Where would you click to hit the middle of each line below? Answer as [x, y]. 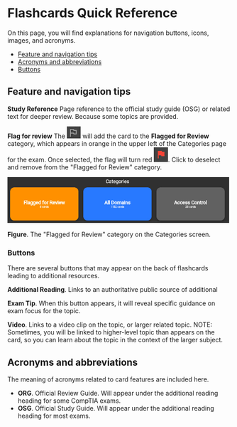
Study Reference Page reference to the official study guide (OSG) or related [119, 109]
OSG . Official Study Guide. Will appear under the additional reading [116, 408]
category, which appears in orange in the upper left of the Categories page [117, 143]
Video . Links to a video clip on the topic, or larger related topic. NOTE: [110, 325]
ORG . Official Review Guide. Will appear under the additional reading [118, 394]
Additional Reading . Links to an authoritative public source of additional [112, 290]
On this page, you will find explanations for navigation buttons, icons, [108, 33]
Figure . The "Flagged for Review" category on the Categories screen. [109, 234]
